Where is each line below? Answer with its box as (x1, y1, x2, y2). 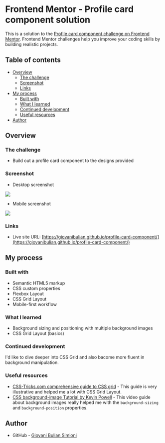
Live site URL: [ (12, 234, 44, 240)
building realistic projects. (5, 41, 58, 47)
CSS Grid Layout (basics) (12, 330, 64, 336)
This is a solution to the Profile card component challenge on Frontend (5, 30, 150, 36)
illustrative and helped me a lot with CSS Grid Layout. (12, 388, 122, 394)
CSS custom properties (12, 285, 61, 291)
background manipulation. (5, 359, 59, 365)
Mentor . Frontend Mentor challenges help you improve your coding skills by (5, 36, 161, 42)
